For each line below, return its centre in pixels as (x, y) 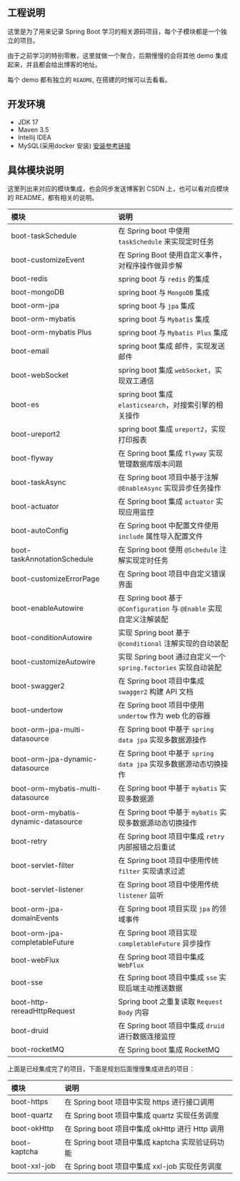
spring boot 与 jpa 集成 (156, 306)
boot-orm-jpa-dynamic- (54, 759)
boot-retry (29, 842)
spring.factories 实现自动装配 (170, 668)
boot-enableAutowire (47, 608)
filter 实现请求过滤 (152, 872)
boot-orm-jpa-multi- (48, 729)
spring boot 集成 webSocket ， (167, 370)
